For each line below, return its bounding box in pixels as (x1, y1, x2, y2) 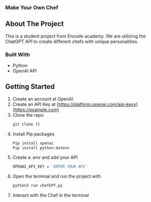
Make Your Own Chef (5, 4, 59, 11)
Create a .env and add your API (12, 155, 78, 161)
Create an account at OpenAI (12, 95, 73, 102)
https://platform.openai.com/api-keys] (58, 101, 138, 107)
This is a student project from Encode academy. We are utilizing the (5, 33, 146, 39)
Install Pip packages (12, 131, 55, 137)
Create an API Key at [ (12, 101, 59, 107)
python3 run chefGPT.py (12, 183, 63, 188)
